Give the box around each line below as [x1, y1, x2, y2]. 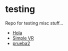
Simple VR [12, 35, 34, 41]
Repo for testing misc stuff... [5, 20, 63, 26]
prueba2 [12, 40, 30, 46]
